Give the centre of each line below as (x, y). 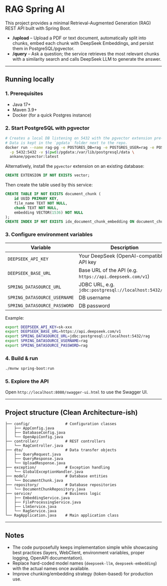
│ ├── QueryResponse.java (34, 459)
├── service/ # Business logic (53, 494)
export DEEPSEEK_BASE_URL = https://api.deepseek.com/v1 (63, 332)
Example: (15, 318)
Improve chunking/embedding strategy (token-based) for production (83, 574)
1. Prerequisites (24, 94)
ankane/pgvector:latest (34, 157)
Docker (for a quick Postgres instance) (52, 115)
